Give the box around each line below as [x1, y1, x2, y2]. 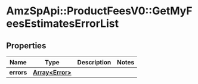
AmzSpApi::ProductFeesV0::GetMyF [6, 4, 193, 18]
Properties [6, 41, 47, 51]
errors [9, 69, 27, 76]
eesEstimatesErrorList [6, 17, 119, 30]
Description [77, 58, 112, 66]
